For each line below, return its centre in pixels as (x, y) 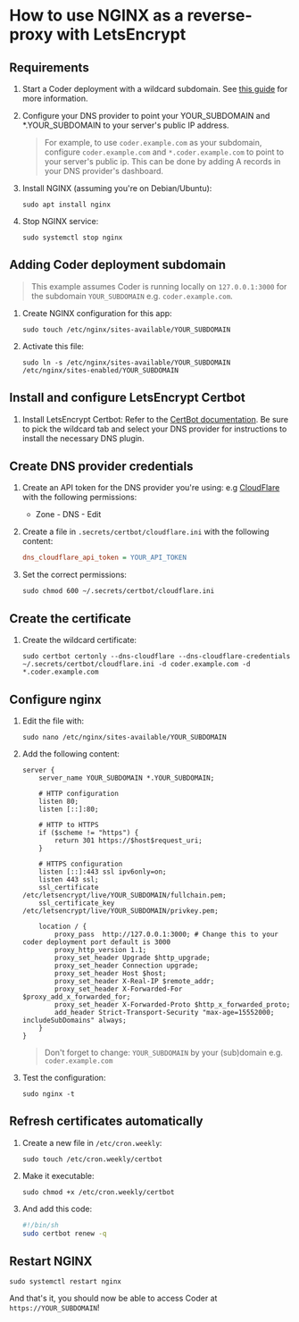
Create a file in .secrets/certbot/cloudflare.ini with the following (145, 531)
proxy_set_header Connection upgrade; (127, 966)
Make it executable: (58, 1176)
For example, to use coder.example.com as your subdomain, (153, 142)
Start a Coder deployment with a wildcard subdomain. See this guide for (155, 89)
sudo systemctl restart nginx (66, 1282)
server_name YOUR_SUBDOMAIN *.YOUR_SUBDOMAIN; (127, 778)
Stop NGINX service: (60, 221)
